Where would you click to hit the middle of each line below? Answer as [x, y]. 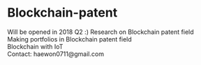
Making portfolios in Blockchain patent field [70, 39]
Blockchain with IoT [35, 46]
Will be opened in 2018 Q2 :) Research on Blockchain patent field [100, 32]
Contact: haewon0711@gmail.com [56, 54]
